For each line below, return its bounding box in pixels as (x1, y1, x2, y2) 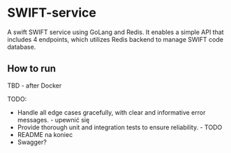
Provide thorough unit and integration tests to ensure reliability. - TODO (17, 123, 223, 131)
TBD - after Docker (7, 81, 62, 90)
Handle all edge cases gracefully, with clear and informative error (17, 108, 206, 116)
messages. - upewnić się (17, 115, 90, 124)
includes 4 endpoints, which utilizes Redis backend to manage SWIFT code (7, 35, 223, 43)
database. (7, 42, 36, 51)
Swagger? (17, 138, 47, 146)
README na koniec (17, 130, 73, 138)
